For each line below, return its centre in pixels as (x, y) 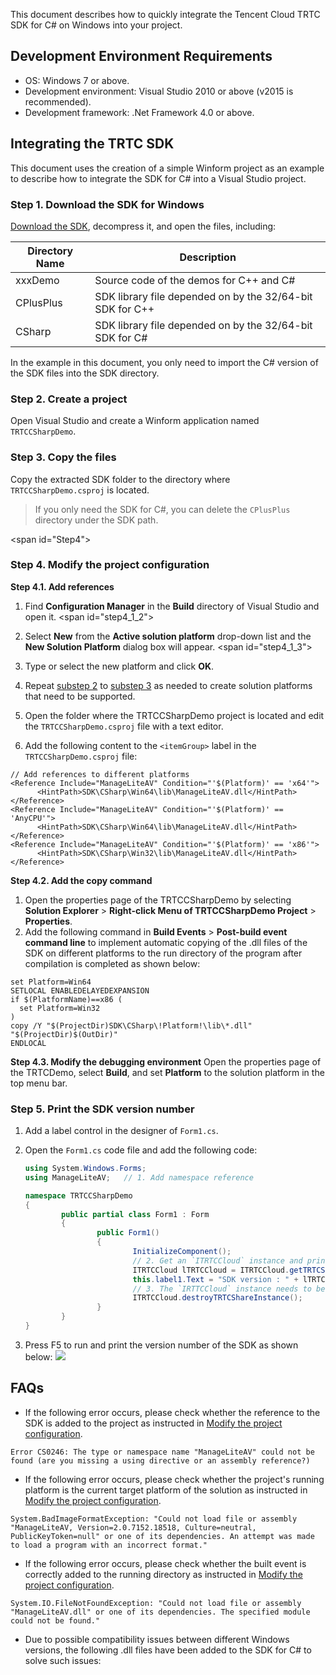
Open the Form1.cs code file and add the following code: (141, 1150)
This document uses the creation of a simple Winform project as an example (167, 168)
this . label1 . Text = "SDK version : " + (215, 1279)
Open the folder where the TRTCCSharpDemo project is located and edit (174, 715)
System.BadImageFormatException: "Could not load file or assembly (154, 1519)
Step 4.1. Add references (62, 586)
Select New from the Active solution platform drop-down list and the (168, 636)
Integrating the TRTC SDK (92, 144)
